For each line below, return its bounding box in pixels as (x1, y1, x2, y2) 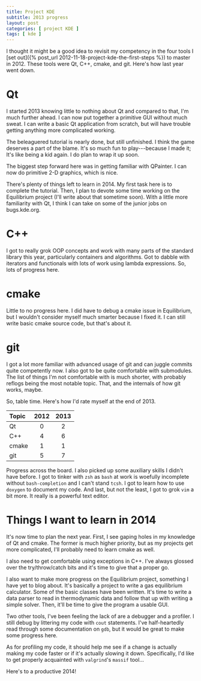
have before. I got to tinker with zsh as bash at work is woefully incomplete (6, 473, 190, 480)
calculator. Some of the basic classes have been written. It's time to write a (6, 588, 192, 595)
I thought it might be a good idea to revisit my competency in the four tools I (6, 47, 194, 55)
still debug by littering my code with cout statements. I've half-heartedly (6, 619, 184, 626)
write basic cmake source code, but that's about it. (6, 319, 132, 327)
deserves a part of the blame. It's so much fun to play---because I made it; (6, 145, 191, 152)
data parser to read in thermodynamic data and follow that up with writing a (6, 595, 193, 602)
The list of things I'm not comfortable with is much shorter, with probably (6, 373, 187, 380)
